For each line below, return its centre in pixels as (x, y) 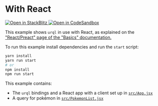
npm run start (20, 74)
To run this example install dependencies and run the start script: (72, 47)
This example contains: (29, 83)
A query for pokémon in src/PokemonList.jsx (58, 98)
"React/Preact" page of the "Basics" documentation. (58, 37)
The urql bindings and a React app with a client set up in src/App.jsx (82, 93)
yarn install (18, 56)
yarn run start (21, 60)
